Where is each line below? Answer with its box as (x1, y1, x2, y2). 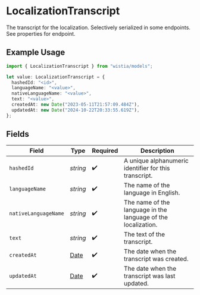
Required (92, 147, 118, 155)
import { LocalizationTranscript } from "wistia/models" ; (6, 63, 153, 69)
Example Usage (6, 48, 65, 58)
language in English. (124, 189, 180, 197)
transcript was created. (124, 255, 189, 263)
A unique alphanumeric (124, 156, 189, 165)
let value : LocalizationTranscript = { (6, 74, 105, 80)
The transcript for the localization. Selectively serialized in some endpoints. (6, 24, 190, 31)
